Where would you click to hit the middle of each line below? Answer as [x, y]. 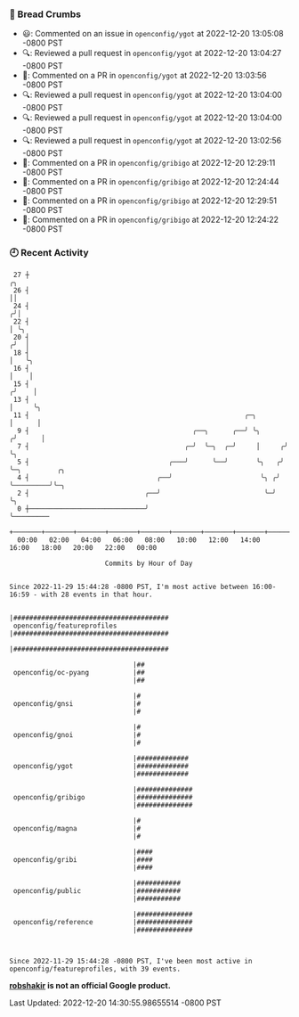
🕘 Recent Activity [49, 253]
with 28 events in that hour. [97, 595]
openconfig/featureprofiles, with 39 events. [95, 969]
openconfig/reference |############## [103, 922]
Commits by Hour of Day [149, 563]
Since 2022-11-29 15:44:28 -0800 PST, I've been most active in [131, 961]
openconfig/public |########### [97, 890]
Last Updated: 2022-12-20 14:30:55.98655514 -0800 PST [116, 1003]
